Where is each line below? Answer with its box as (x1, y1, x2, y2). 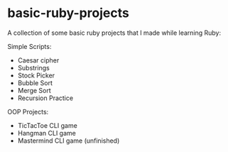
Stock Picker (17, 71, 55, 80)
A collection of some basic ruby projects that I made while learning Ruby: (7, 28, 222, 37)
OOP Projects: (7, 107, 49, 116)
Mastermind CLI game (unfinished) (17, 136, 120, 145)
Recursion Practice (17, 94, 73, 102)
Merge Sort (17, 86, 51, 94)
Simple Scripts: (7, 42, 52, 50)
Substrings (17, 63, 50, 72)
